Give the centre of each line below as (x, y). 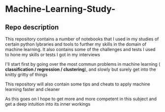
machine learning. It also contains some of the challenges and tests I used (80, 49)
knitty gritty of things (26, 74)
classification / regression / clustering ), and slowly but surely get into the (81, 69)
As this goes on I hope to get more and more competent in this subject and (81, 99)
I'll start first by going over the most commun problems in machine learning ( (83, 64)
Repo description (32, 27)
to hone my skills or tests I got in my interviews (53, 55)
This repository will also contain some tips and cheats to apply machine (78, 84)
